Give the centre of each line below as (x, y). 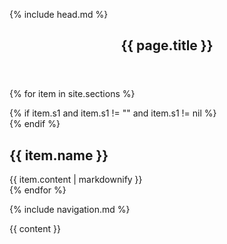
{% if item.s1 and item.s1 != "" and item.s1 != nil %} (113, 113)
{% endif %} (35, 124)
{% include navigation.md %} (70, 210)
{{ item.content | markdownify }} (76, 180)
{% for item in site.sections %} (72, 94)
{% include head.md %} (59, 14)
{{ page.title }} (167, 45)
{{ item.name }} (59, 155)
